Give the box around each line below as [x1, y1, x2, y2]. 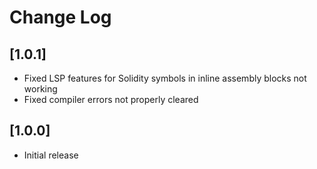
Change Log [9, 6, 112, 29]
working [23, 83, 58, 95]
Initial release [23, 149, 79, 161]
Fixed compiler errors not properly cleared [23, 94, 199, 105]
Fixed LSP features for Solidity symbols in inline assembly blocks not [23, 72, 307, 84]
